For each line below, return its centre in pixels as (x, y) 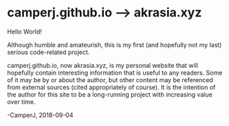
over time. (21, 101)
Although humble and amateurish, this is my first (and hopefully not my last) (115, 45)
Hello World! (25, 32)
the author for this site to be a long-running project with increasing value (110, 94)
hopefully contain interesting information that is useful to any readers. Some (115, 73)
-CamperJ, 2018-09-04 (40, 115)
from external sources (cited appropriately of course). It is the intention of (111, 87)
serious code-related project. (48, 52)
